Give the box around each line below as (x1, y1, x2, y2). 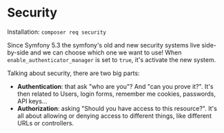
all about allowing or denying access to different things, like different (17, 112, 212, 120)
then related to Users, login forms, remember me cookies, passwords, (17, 90, 216, 98)
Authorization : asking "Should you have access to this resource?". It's (17, 104, 217, 112)
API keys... (17, 96, 48, 105)
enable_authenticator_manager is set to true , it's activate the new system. (7, 55, 216, 63)
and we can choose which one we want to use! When (30, 48, 182, 57)
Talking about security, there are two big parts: (7, 69, 140, 77)
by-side (7, 48, 29, 57)
